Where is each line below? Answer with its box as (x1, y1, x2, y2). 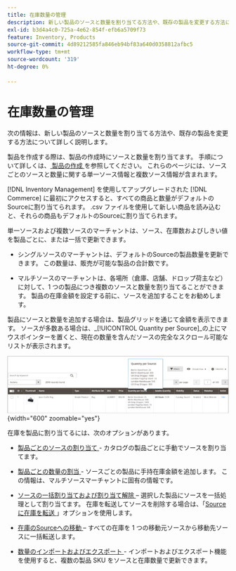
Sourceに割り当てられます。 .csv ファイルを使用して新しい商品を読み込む (7, 203, 221, 211)
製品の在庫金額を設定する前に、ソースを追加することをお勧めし (31, 291, 216, 300)
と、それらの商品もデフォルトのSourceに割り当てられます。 (7, 211, 181, 219)
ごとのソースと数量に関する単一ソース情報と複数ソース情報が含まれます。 (7, 169, 221, 179)
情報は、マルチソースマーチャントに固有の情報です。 (23, 475, 177, 485)
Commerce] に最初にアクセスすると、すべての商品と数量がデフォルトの (7, 193, 214, 202)
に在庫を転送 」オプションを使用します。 (17, 508, 136, 517)
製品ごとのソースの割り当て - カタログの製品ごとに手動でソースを (17, 443, 209, 451)
